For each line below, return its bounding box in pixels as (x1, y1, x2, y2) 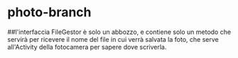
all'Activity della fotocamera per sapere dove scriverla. (7, 42, 167, 51)
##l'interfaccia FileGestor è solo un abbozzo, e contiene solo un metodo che (7, 28, 232, 36)
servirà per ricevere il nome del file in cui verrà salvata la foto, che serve (7, 35, 219, 43)
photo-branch (7, 4, 92, 21)
